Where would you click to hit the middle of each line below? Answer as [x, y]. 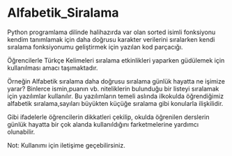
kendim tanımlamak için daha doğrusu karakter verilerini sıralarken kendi [111, 39]
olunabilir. [21, 132]
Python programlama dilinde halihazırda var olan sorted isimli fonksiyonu [111, 32]
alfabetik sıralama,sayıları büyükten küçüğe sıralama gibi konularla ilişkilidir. [115, 103]
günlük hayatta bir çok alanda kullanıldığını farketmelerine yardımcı [103, 124]
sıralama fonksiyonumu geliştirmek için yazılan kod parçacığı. [95, 47]
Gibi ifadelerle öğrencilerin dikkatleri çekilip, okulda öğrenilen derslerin [108, 117]
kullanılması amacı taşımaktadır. [53, 68]
